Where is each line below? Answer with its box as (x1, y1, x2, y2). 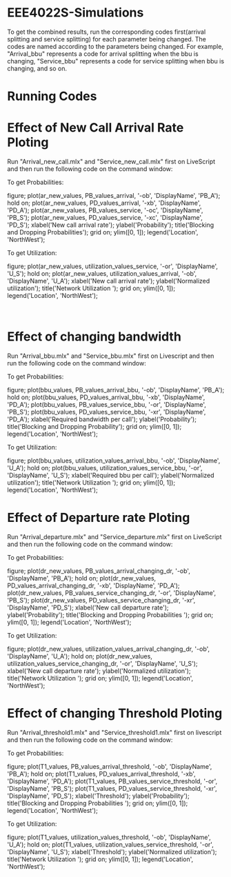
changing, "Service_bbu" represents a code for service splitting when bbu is (7, 57, 225, 65)
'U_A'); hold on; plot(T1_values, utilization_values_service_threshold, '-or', (7, 840, 214, 849)
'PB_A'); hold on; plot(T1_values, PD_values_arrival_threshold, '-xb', (7, 769, 197, 778)
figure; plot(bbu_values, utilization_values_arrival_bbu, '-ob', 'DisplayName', (7, 456, 221, 465)
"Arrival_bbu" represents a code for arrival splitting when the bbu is (7, 50, 199, 58)
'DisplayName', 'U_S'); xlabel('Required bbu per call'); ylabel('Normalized (7, 471, 215, 479)
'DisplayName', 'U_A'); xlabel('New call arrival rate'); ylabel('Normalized (7, 277, 210, 285)
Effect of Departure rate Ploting (7, 510, 190, 525)
